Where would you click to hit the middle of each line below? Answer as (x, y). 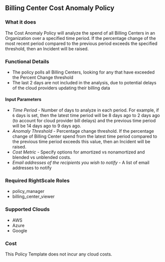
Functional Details (27, 61)
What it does (21, 22)
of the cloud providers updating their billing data (61, 88)
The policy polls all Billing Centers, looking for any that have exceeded (83, 72)
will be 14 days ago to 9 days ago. (47, 126)
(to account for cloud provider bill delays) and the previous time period (84, 121)
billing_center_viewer (33, 196)
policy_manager (28, 191)
